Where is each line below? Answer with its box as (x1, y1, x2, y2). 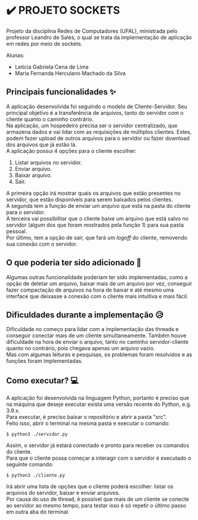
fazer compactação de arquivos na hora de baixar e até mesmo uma (6, 286, 174, 293)
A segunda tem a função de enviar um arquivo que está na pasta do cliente (6, 202, 191, 209)
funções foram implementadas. (6, 357, 83, 365)
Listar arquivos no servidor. (14, 158, 82, 166)
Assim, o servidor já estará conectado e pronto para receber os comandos (6, 442, 190, 449)
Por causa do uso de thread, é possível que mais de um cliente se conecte (6, 495, 190, 503)
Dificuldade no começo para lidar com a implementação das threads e (6, 326, 179, 333)
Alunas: (6, 51, 25, 59)
